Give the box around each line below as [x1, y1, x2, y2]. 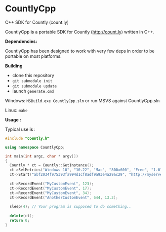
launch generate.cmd [12, 88, 54, 94]
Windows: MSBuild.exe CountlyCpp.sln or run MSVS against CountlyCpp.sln [5, 97, 160, 104]
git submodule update [12, 83, 57, 89]
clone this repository [12, 72, 54, 78]
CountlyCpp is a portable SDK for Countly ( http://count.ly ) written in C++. [5, 29, 155, 35]
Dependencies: [5, 38, 38, 44]
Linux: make [5, 107, 28, 113]
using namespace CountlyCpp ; [5, 145, 65, 150]
